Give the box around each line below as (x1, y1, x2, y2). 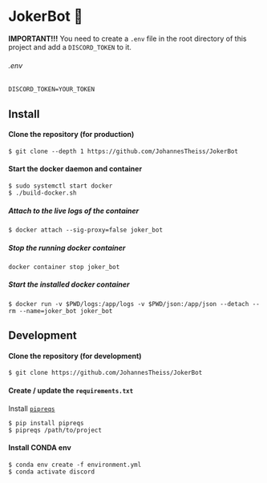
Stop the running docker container (8, 243, 126, 252)
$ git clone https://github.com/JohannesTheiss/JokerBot (8, 368, 203, 377)
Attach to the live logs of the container (8, 206, 140, 215)
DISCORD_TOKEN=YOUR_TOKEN (8, 86, 95, 94)
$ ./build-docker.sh (8, 188, 78, 197)
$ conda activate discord (8, 468, 95, 476)
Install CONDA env (8, 443, 72, 453)
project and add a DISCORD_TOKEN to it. (8, 42, 132, 51)
